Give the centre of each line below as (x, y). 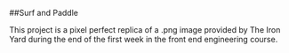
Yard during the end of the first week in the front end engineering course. (144, 39)
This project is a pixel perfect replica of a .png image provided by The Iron (145, 30)
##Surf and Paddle (44, 13)
